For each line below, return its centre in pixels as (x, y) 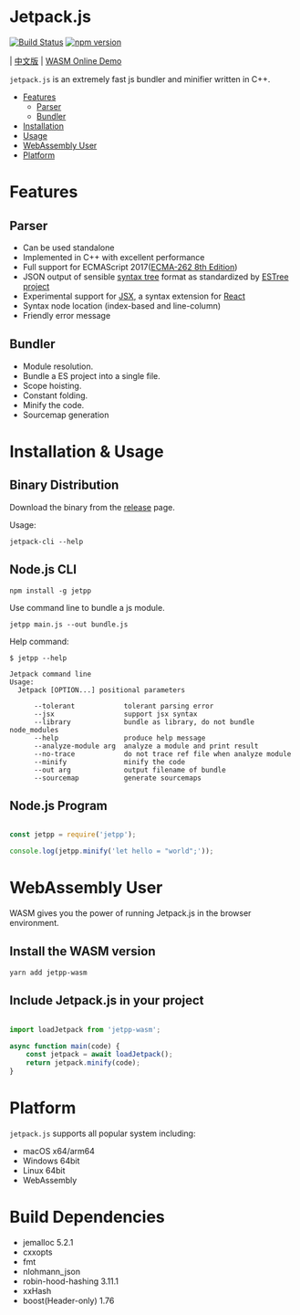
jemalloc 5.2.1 (48, 1242)
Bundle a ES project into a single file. (92, 375)
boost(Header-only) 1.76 (68, 1300)
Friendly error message (67, 315)
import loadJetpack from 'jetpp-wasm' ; (85, 1029)
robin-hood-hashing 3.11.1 (71, 1281)
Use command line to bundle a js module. (88, 607)
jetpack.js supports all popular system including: (103, 1133)
